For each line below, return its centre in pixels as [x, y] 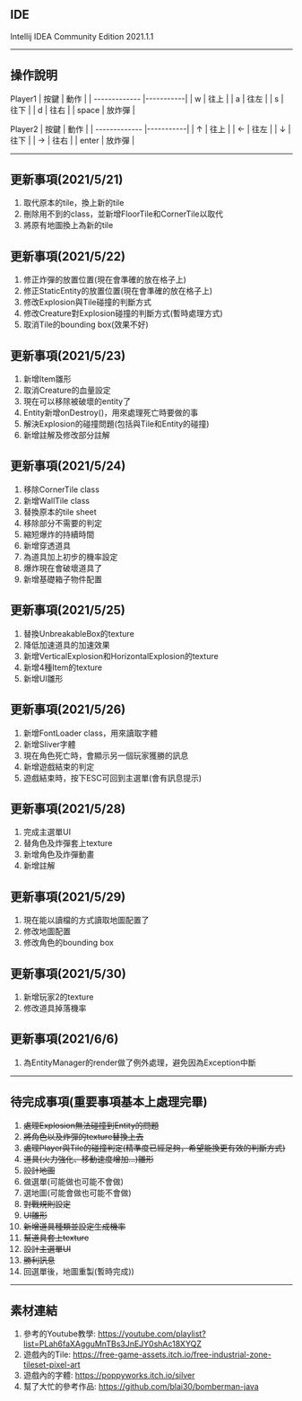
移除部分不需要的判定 [62, 523]
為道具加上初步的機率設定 [70, 557]
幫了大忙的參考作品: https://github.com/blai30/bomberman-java [141, 1387]
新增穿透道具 [47, 545]
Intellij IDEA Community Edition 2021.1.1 [82, 36]
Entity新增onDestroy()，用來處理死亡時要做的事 [111, 413]
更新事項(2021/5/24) [68, 466]
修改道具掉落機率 [55, 1008]
